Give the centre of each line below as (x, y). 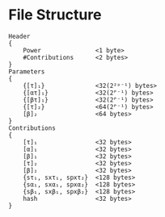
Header (19, 36)
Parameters (27, 71)
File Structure (55, 15)
